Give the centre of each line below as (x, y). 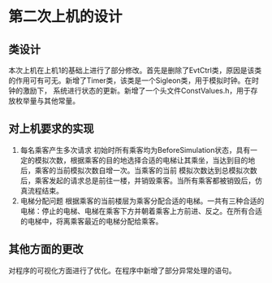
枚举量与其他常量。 (47, 101)
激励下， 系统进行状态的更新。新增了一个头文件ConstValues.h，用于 (137, 91)
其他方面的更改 (46, 249)
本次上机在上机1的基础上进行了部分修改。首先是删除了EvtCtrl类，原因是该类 (135, 70)
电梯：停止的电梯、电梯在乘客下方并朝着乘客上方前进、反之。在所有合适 (141, 211)
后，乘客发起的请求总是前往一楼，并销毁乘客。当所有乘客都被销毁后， (138, 181)
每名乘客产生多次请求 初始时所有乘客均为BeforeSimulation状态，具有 (135, 150)
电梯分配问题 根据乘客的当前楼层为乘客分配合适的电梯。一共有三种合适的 (142, 201)
